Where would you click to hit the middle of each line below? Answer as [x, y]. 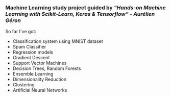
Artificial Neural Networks [40, 90]
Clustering [23, 85]
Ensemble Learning [33, 74]
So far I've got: [21, 32]
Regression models [33, 52]
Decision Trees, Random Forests [47, 68]
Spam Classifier [29, 47]
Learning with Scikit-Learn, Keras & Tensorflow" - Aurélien [80, 14]
